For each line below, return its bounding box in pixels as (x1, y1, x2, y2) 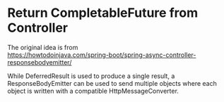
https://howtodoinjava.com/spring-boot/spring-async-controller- (7, 51, 196, 59)
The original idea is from (7, 43, 78, 51)
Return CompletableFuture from (7, 5, 199, 21)
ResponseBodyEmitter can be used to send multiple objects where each (7, 79, 217, 87)
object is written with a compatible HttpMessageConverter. (7, 87, 179, 95)
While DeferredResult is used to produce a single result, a (7, 72, 175, 80)
